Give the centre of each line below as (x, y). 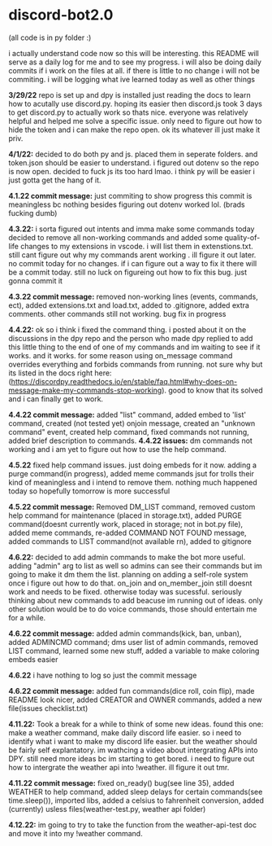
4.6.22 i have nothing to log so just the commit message (103, 675)
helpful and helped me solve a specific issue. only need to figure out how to (135, 121)
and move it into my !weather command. (76, 833)
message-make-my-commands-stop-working (85, 390)
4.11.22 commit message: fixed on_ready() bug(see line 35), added (121, 782)
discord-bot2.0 (61, 15)
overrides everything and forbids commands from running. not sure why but (136, 364)
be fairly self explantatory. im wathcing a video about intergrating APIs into (133, 750)
